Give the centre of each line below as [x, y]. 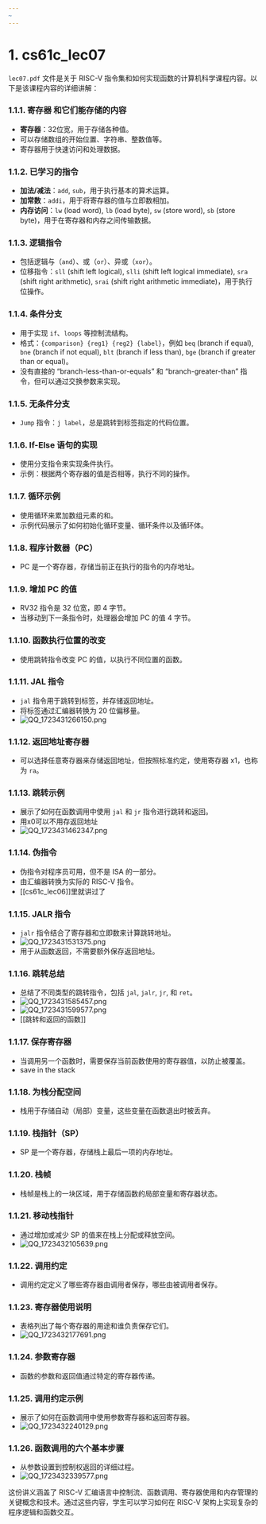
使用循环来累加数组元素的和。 [68, 515]
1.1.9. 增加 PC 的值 [43, 589]
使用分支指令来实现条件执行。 [68, 464]
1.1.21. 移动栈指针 [41, 1216]
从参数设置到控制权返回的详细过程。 [79, 1467]
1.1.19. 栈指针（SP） [46, 1133]
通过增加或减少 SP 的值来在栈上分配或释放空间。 [99, 1235]
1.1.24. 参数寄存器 [42, 1357]
